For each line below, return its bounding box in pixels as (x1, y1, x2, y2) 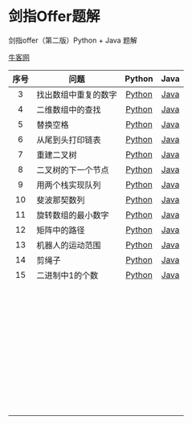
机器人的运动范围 (36, 239, 102, 251)
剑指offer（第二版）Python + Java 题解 (8, 35, 138, 45)
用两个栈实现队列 (36, 179, 102, 190)
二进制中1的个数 (36, 270, 99, 281)
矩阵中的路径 (36, 224, 86, 235)
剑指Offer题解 (8, 7, 100, 26)
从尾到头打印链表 (36, 134, 102, 145)
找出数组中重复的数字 (36, 89, 118, 100)
